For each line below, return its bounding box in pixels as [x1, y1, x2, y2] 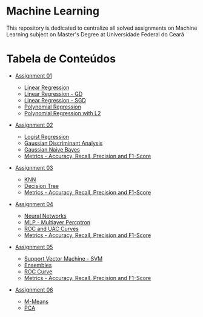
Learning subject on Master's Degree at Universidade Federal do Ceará [6, 30, 185, 38]
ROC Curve [24, 268, 53, 275]
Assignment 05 [15, 243, 53, 250]
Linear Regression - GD [24, 90, 83, 98]
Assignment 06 [15, 286, 53, 293]
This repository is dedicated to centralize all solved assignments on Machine [6, 24, 198, 32]
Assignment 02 [15, 121, 53, 128]
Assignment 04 [15, 200, 53, 207]
